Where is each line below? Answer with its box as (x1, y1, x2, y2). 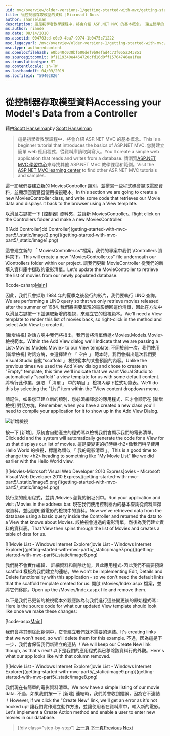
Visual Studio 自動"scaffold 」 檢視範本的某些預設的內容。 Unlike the (5, 357, 147, 363)
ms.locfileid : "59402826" (5, 73, 60, 79)
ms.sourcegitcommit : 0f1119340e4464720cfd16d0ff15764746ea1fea (5, 54, 142, 60)
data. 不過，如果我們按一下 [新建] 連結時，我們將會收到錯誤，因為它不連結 (5, 690, 160, 696)
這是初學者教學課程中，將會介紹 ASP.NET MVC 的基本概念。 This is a (17, 136, 161, 142)
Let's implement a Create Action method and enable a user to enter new (5, 709, 155, 715)
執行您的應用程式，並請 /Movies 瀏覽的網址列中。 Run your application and (5, 494, 161, 500)
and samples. (17, 172, 46, 178)
